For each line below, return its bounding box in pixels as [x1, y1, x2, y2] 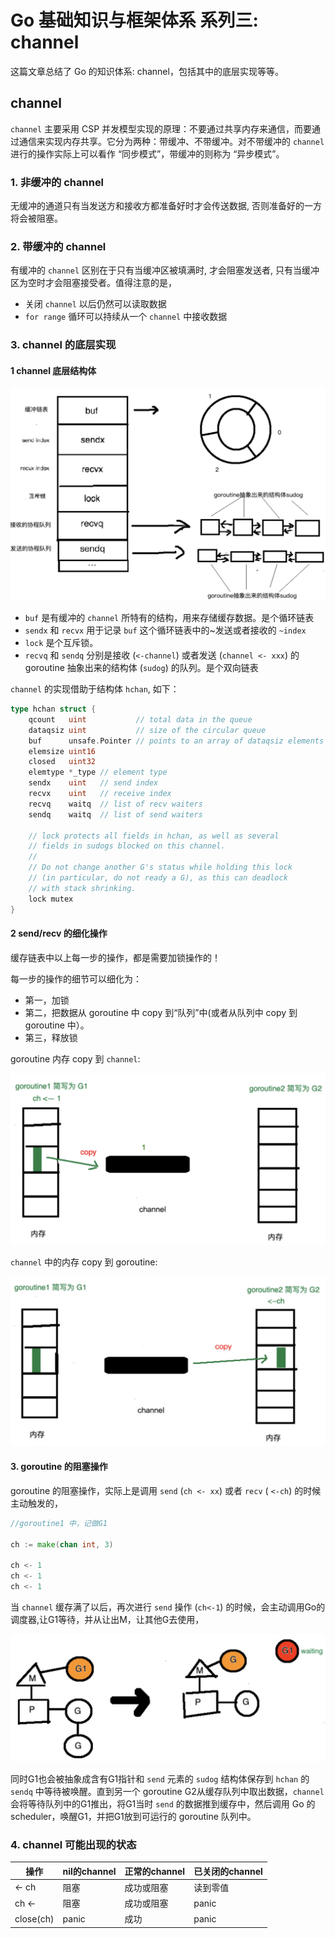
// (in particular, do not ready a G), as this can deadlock [28, 873, 288, 883]
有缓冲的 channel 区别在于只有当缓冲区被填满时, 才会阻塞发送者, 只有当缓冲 [10, 264, 320, 276]
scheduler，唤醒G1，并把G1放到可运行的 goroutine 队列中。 [10, 1810, 257, 1822]
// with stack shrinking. [28, 883, 137, 893]
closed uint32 [28, 757, 97, 767]
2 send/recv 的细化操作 [10, 927, 108, 940]
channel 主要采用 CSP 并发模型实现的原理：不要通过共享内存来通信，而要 [10, 122, 313, 135]
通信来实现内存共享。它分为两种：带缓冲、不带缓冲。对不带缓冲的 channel [18, 135, 325, 147]
